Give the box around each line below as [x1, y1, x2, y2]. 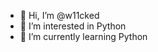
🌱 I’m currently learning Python [19, 31, 148, 42]
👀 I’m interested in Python [19, 20, 127, 32]
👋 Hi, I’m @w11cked [19, 10, 100, 21]
